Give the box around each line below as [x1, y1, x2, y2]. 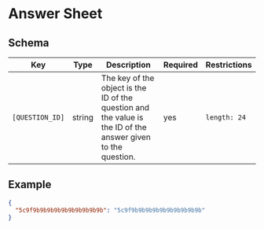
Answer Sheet [8, 5, 103, 23]
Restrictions [205, 60, 252, 70]
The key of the [101, 72, 155, 83]
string [71, 112, 94, 123]
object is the [101, 83, 147, 93]
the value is [101, 112, 144, 123]
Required [163, 60, 199, 70]
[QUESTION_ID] [12, 113, 65, 122]
